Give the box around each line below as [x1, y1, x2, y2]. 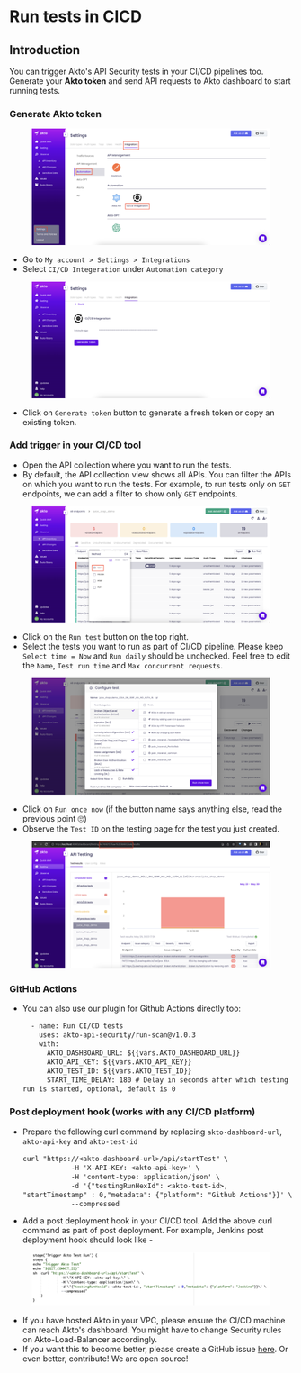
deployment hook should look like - [22, 1234, 154, 1245]
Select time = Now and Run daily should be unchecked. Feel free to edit [22, 650, 290, 661]
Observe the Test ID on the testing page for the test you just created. [22, 823, 280, 834]
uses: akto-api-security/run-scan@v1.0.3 [39, 1031, 196, 1040]
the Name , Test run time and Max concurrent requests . [22, 660, 223, 671]
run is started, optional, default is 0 [22, 1085, 176, 1094]
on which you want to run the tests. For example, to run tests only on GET [22, 478, 291, 489]
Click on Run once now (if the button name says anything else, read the [22, 804, 283, 814]
